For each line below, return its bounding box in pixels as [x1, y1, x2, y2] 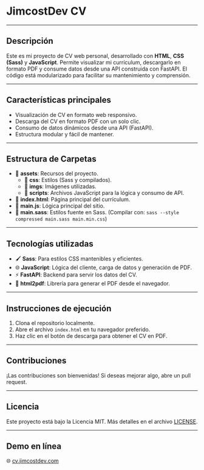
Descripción [6, 36, 53, 46]
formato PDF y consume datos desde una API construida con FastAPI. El [6, 65, 187, 72]
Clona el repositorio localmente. [15, 320, 95, 326]
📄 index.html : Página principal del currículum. [15, 196, 131, 203]
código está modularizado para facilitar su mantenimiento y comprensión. [6, 71, 191, 79]
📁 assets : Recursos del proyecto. [15, 170, 98, 177]
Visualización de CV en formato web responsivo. [15, 111, 137, 118]
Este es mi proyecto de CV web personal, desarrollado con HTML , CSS [6, 52, 184, 59]
